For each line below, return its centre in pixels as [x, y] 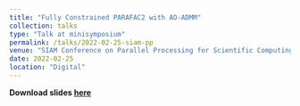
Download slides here [50, 92]
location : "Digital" [48, 68]
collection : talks [43, 26]
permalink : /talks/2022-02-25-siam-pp [81, 42]
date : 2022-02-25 [42, 59]
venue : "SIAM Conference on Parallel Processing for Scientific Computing [151, 51]
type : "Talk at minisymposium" [67, 34]
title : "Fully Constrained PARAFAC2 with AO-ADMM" [105, 17]
